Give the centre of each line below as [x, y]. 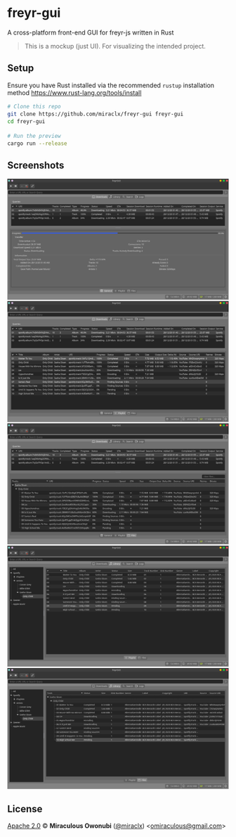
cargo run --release [38, 144]
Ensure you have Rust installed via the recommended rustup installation [111, 85]
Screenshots [36, 166]
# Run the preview [34, 136]
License [25, 808]
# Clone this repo [34, 106]
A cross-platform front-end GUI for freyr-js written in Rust [91, 32]
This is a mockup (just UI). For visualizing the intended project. [115, 46]
